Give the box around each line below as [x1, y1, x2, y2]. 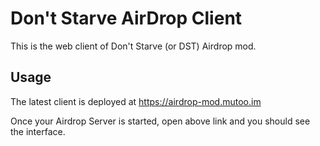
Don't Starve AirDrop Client [10, 7, 243, 30]
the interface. [10, 125, 66, 137]
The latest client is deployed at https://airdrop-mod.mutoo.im [10, 95, 262, 107]
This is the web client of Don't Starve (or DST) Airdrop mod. [10, 40, 257, 52]
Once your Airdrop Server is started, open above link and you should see [10, 115, 311, 127]
